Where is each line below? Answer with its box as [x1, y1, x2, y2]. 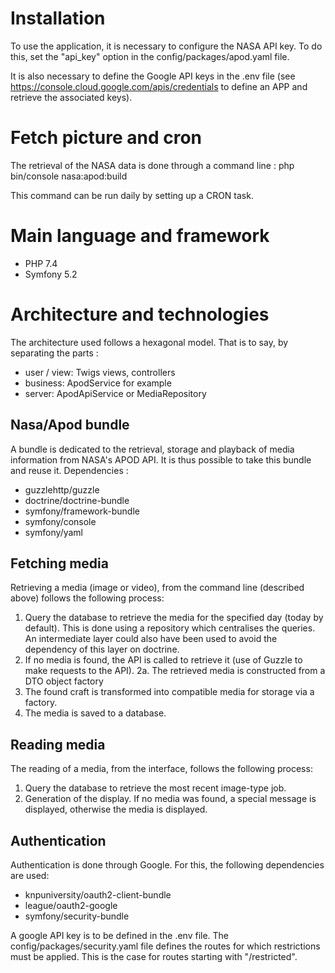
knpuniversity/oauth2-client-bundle [24, 889, 172, 901]
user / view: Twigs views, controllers [24, 366, 176, 378]
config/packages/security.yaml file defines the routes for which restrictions [10, 940, 321, 952]
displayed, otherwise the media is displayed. [24, 803, 208, 816]
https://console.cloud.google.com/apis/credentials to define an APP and [10, 80, 308, 92]
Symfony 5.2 [24, 268, 78, 280]
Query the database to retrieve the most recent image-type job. [24, 782, 287, 794]
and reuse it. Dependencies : [10, 464, 129, 476]
